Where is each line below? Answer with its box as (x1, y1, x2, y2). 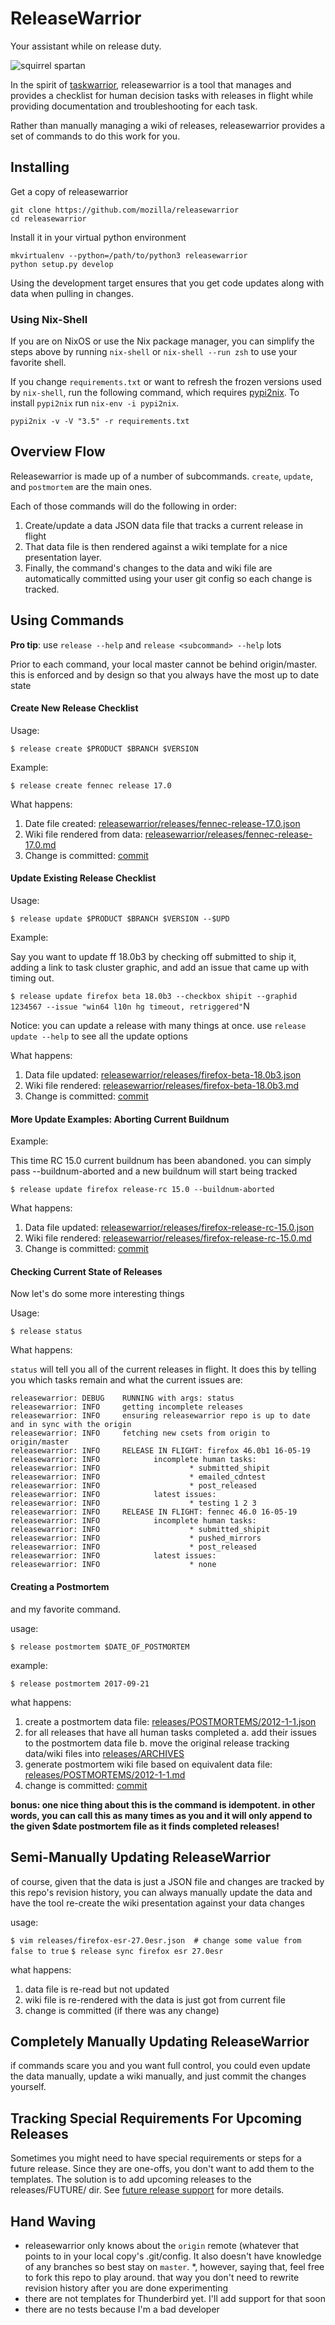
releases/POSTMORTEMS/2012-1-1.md (24, 1768, 186, 1781)
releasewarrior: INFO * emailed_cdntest (10, 1472, 267, 1482)
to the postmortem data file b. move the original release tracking (24, 1737, 290, 1749)
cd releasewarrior (10, 213, 87, 224)
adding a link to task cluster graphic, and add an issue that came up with (10, 962, 310, 974)
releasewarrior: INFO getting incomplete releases (10, 1402, 244, 1412)
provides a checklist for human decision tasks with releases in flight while (10, 89, 314, 101)
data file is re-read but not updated (24, 1983, 170, 1995)
